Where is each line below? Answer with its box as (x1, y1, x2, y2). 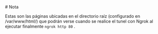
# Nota (5, 4, 19, 10)
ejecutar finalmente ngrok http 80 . (5, 23, 76, 29)
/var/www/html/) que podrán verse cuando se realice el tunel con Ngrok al (5, 19, 153, 24)
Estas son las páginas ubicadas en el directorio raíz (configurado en (5, 13, 140, 19)
